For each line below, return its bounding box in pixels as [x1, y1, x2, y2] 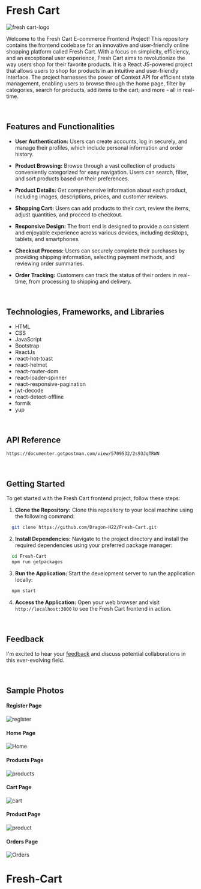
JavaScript [14, 335, 42, 343]
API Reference [6, 435, 61, 445]
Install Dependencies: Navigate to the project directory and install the [14, 536, 189, 543]
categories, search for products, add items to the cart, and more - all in [6, 86, 182, 93]
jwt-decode [14, 386, 44, 394]
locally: [14, 576, 33, 583]
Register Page [6, 702, 42, 709]
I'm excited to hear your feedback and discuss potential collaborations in [6, 650, 186, 657]
